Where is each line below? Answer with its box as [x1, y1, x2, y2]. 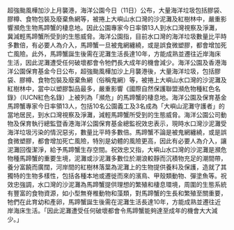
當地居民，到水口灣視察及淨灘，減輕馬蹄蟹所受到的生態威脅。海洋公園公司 [7, 111, 221, 118]
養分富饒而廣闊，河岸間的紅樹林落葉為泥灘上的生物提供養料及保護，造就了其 [7, 163, 227, 171]
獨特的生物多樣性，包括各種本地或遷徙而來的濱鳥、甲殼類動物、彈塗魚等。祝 [7, 171, 227, 180]
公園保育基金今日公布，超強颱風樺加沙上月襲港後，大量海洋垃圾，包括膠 [13, 67, 221, 75]
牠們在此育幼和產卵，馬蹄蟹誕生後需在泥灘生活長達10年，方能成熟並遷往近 [7, 198, 221, 206]
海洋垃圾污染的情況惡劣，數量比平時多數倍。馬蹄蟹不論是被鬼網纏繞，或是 [7, 128, 221, 136]
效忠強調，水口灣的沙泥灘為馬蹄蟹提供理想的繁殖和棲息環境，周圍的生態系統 [7, 181, 227, 188]
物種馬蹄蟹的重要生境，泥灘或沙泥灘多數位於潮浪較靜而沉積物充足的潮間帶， [7, 154, 227, 162]
